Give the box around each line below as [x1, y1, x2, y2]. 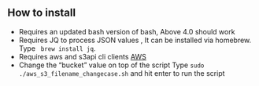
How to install [7, 6, 76, 20]
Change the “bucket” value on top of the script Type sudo [18, 60, 205, 70]
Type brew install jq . [18, 43, 96, 53]
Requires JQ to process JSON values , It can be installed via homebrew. [18, 35, 252, 45]
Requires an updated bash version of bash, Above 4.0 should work [18, 27, 235, 36]
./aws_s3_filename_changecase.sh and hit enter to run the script [18, 68, 225, 77]
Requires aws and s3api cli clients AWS [18, 52, 146, 61]
